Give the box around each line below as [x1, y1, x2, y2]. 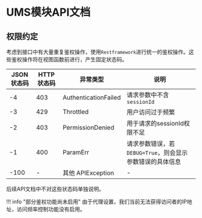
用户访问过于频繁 [126, 108, 176, 116]
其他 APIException [63, 169, 114, 177]
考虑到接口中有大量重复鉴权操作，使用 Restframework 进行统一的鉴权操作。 [6, 49, 189, 55]
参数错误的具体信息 [126, 157, 182, 166]
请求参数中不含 [126, 91, 170, 99]
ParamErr [63, 148, 90, 156]
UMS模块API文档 [6, 5, 91, 19]
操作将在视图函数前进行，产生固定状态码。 [22, 56, 127, 63]
